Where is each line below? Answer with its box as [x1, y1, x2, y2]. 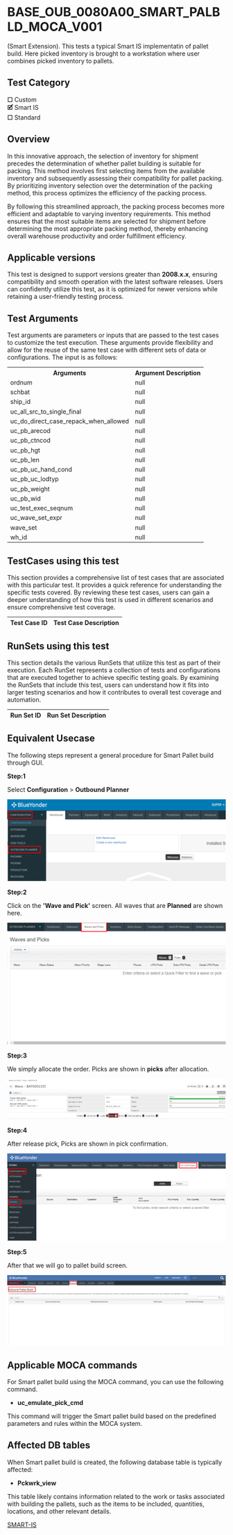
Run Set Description [46, 710, 106, 720]
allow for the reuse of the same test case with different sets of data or [7, 346, 207, 355]
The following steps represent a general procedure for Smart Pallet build [7, 751, 214, 759]
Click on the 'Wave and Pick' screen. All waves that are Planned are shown [7, 901, 223, 909]
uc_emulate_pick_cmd [17, 1399, 84, 1407]
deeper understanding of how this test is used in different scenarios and [7, 596, 214, 604]
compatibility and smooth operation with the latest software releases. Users [7, 277, 223, 286]
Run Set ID [10, 710, 42, 720]
